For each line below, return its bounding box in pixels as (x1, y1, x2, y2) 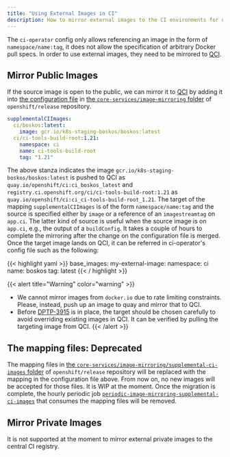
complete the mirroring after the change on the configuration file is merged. (7, 232, 220, 240)
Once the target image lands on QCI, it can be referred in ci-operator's (7, 239, 206, 247)
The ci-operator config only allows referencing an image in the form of (7, 35, 208, 43)
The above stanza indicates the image (7, 166, 115, 175)
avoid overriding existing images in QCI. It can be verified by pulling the (16, 315, 219, 323)
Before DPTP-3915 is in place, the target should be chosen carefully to (16, 308, 216, 316)
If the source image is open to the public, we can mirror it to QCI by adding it (7, 88, 223, 96)
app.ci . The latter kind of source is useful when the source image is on (7, 217, 207, 225)
